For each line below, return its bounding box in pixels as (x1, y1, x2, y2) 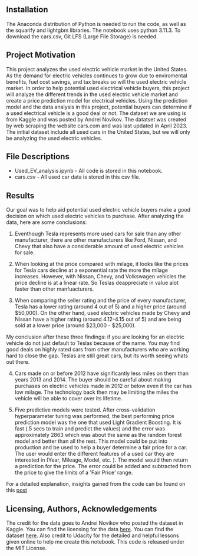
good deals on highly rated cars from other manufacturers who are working (6, 346, 190, 353)
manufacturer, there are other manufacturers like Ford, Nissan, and (14, 236, 177, 244)
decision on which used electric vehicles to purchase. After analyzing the (6, 212, 184, 220)
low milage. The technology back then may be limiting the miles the (14, 389, 179, 396)
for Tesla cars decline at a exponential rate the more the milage (14, 267, 168, 274)
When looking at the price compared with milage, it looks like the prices (14, 261, 189, 268)
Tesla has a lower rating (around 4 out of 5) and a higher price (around (14, 303, 186, 310)
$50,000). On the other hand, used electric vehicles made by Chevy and (14, 310, 190, 317)
